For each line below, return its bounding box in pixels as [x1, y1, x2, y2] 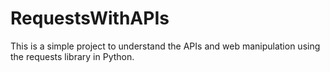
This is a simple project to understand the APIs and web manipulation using [10, 40, 321, 52]
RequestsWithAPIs [10, 7, 170, 30]
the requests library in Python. [10, 50, 135, 62]
